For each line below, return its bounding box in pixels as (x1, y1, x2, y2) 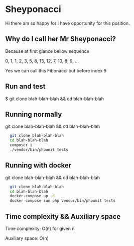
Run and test (5, 82, 46, 91)
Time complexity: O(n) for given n (5, 225, 75, 231)
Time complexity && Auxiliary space (5, 212, 121, 221)
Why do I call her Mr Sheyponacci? (5, 35, 116, 43)
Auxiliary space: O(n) (5, 235, 49, 241)
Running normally (5, 110, 62, 119)
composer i (10, 142, 33, 148)
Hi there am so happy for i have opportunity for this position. (5, 20, 130, 26)
